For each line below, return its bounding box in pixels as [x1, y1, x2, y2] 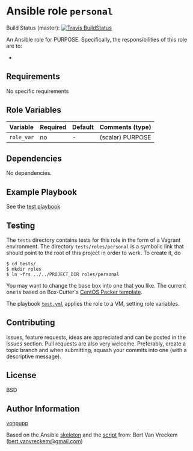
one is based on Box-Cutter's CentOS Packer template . [6, 288, 142, 295]
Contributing [6, 318, 55, 328]
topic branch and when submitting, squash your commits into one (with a [6, 346, 188, 353]
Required [40, 122, 67, 131]
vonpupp [6, 420, 29, 427]
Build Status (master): [6, 24, 60, 31]
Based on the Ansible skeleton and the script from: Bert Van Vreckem [6, 431, 178, 438]
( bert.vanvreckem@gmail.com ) [6, 438, 83, 445]
